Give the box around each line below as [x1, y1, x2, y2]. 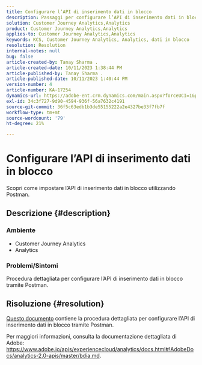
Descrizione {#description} [6, 208, 111, 218]
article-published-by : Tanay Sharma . [6, 70, 103, 76]
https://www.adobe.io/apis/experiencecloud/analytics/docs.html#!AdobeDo [6, 345, 194, 352]
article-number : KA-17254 [6, 87, 71, 93]
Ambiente [6, 226, 36, 235]
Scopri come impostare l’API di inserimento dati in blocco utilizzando [6, 185, 176, 192]
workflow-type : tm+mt [6, 109, 61, 115]
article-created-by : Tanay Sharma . [6, 59, 98, 65]
